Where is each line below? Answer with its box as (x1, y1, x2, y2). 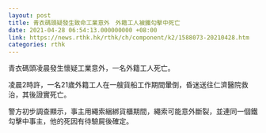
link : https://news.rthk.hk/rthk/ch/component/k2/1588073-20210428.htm (8, 33, 249, 42)
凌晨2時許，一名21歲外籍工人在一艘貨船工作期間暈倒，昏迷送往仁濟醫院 (8, 80, 241, 90)
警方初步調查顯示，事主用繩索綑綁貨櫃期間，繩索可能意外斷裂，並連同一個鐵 (8, 107, 258, 116)
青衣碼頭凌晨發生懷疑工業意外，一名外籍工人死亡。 (8, 64, 175, 73)
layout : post (8, 11, 51, 20)
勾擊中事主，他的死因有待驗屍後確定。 (8, 116, 133, 126)
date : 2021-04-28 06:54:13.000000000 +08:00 (8, 26, 158, 34)
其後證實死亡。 (21, 90, 71, 99)
